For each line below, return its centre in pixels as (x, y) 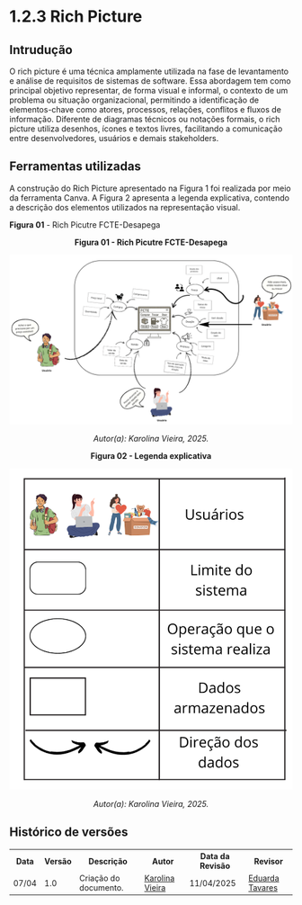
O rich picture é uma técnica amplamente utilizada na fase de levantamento (149, 71)
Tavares (263, 888)
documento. (102, 888)
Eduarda (264, 878)
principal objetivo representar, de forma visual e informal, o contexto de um (149, 90)
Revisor (268, 861)
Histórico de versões (69, 833)
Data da (215, 856)
